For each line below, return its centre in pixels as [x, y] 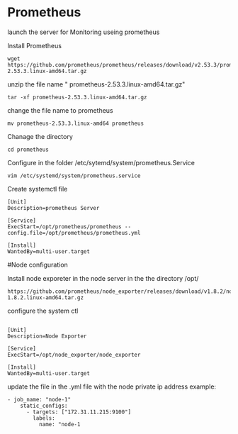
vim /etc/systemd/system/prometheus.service [74, 176]
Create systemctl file [38, 189]
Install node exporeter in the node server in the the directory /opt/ [103, 278]
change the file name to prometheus [60, 110]
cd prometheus [28, 150]
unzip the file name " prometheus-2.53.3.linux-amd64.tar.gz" [96, 84]
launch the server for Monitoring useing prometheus [84, 32]
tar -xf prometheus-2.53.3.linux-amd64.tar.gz [77, 97]
